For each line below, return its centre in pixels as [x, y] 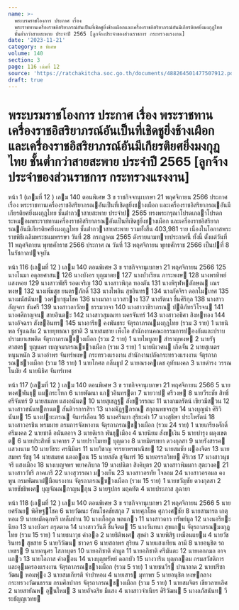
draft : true [26, 80]
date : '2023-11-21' [37, 40]
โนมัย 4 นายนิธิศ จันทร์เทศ [40, 371]
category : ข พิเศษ [32, 47]
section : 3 [24, 60]
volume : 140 [26, 54]
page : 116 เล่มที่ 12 [34, 67]
